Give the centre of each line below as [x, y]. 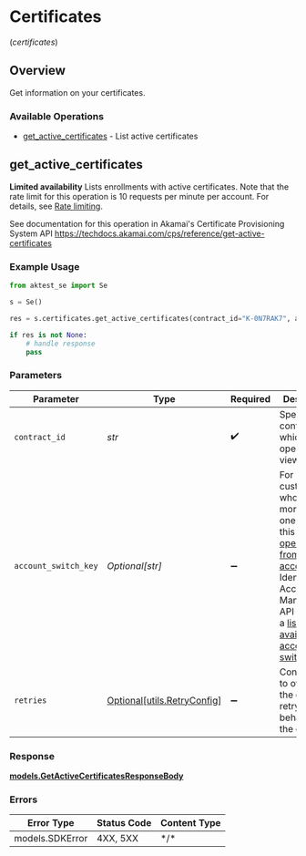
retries [31, 700]
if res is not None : [49, 335]
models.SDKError [51, 839]
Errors [24, 799]
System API [31, 233]
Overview [38, 71]
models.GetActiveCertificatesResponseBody [97, 776]
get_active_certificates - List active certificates [110, 136]
